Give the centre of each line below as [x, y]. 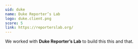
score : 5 [14, 23]
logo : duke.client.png [28, 18]
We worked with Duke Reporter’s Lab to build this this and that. [69, 41]
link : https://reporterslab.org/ [39, 28]
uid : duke [15, 9]
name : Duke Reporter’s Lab [33, 14]
